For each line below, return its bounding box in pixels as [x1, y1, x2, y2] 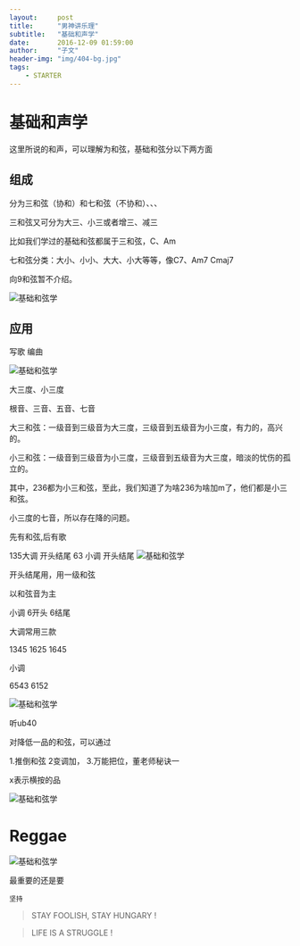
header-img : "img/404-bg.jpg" [9, 54, 122, 63]
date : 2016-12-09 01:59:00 [9, 37, 134, 47]
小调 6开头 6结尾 [9, 608, 71, 618]
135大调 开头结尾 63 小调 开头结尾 [9, 551, 135, 561]
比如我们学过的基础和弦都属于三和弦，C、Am [9, 236, 177, 246]
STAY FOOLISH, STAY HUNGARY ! [30, 910, 157, 921]
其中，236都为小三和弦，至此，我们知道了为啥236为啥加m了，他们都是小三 [9, 483, 287, 494]
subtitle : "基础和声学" [9, 29, 99, 38]
